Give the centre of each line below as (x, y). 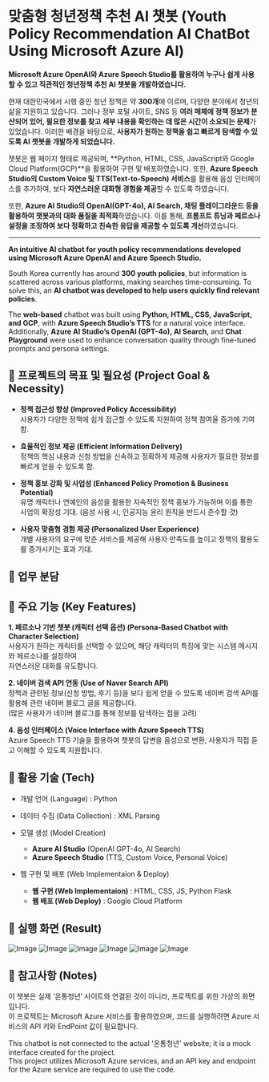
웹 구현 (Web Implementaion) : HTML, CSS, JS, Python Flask (132, 890)
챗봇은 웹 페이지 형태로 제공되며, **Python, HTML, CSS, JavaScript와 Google (131, 158)
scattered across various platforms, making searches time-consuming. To (130, 282)
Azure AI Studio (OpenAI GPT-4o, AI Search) (106, 849)
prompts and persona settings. (59, 348)
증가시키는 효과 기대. (61, 549)
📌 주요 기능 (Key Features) (72, 606)
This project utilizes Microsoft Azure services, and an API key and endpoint (132, 1061)
